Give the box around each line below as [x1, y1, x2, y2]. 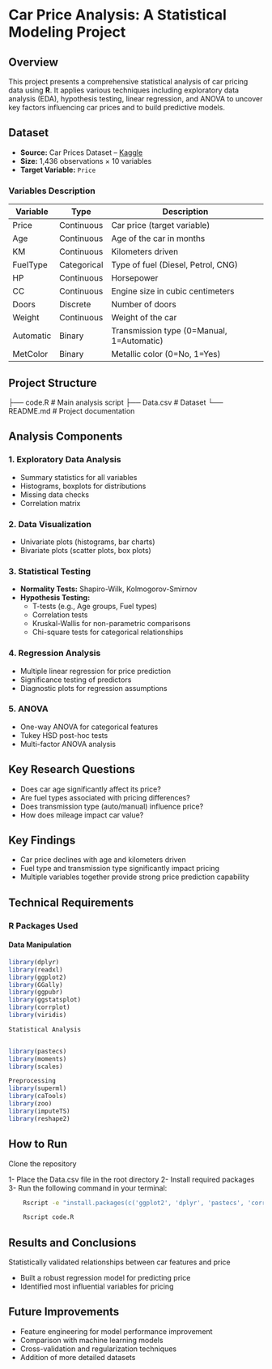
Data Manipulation [8, 940, 72, 950]
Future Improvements [8, 1305, 120, 1319]
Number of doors [111, 298, 176, 310]
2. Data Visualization [8, 518, 91, 530]
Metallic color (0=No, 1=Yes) [111, 349, 221, 360]
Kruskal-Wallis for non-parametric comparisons [32, 619, 191, 629]
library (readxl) [8, 965, 63, 974]
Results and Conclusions [8, 1235, 137, 1250]
